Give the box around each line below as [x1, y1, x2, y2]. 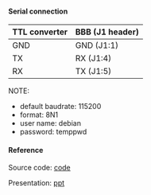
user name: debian [19, 119, 82, 128]
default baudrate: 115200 [19, 102, 102, 111]
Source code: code [8, 163, 72, 173]
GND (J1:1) [75, 40, 119, 51]
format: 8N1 [19, 110, 59, 119]
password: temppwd [19, 127, 87, 137]
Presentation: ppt [8, 178, 65, 188]
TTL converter [12, 26, 68, 37]
